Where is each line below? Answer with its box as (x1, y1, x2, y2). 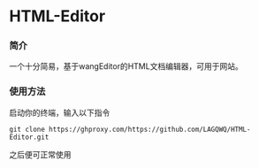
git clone (9, 125, 46, 134)
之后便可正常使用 (9, 149, 72, 160)
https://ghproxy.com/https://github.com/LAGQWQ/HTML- (48, 125, 251, 134)
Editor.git (9, 133, 50, 141)
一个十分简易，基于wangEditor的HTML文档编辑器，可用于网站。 (9, 61, 243, 72)
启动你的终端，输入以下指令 (9, 107, 110, 118)
